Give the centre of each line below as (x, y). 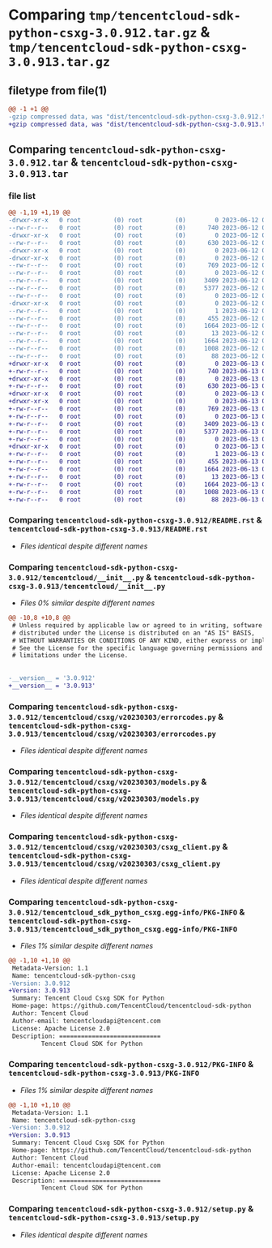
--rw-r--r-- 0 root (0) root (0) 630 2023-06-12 (134, 243)
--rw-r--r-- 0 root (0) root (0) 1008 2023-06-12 (134, 349)
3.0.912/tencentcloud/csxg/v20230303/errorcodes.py (113, 717)
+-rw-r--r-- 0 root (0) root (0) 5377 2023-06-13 (134, 432)
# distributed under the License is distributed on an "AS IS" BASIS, (133, 633)
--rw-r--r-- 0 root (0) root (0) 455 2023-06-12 (134, 318)
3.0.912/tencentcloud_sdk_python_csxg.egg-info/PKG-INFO (123, 912)
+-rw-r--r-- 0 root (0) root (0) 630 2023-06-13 (134, 386)
